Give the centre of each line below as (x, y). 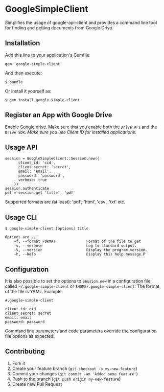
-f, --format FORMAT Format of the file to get (77, 242)
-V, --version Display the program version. (81, 250)
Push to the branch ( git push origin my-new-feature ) (66, 379)
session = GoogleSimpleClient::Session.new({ (52, 159)
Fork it (19, 363)
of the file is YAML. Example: (34, 291)
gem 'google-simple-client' (34, 64)
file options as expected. (30, 336)
